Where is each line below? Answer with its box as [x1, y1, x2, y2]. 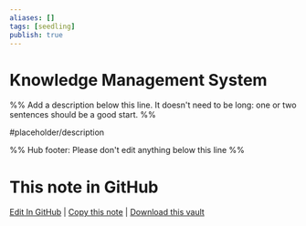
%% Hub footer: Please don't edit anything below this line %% [9, 145, 245, 156]
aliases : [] [9, 13, 55, 23]
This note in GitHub [9, 177, 159, 197]
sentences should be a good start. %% [9, 109, 157, 120]
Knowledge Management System [9, 69, 268, 90]
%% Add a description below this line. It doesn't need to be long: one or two [9, 99, 297, 110]
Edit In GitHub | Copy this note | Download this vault [9, 207, 206, 218]
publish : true [9, 30, 64, 39]
